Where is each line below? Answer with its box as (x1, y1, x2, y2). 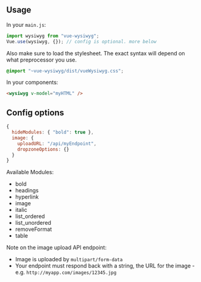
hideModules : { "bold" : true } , (12, 129, 94, 135)
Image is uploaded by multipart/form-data (15, 256, 123, 263)
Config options (6, 107, 65, 118)
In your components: (6, 79, 58, 86)
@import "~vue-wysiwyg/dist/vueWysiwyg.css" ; (6, 68, 124, 74)
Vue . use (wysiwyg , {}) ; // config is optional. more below (6, 38, 157, 44)
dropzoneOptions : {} (17, 146, 69, 152)
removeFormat (15, 225, 52, 233)
